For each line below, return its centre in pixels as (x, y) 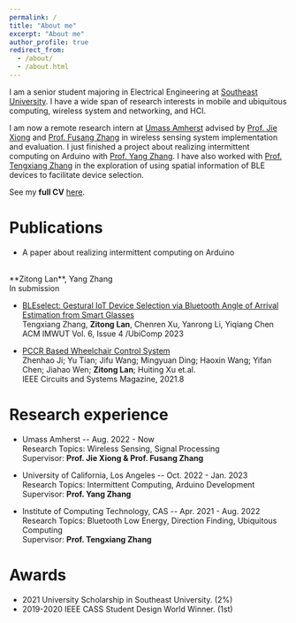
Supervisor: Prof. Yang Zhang (76, 494)
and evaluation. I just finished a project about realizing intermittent (129, 146)
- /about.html (43, 67)
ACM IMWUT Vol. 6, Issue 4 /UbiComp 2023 (102, 334)
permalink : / (33, 17)
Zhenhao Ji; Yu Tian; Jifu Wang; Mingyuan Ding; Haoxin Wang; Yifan (147, 360)
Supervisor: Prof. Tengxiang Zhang (87, 539)
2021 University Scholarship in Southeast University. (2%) (127, 599)
